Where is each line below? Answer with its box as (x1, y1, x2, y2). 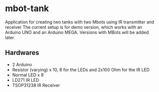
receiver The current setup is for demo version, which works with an (5, 24, 142, 30)
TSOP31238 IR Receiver (12, 82, 60, 88)
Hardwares (5, 49, 40, 57)
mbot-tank (5, 3, 49, 14)
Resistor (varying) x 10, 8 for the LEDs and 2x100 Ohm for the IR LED (12, 67, 150, 73)
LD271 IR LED (12, 77, 40, 83)
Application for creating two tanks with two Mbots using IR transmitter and (5, 19, 155, 25)
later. (5, 35, 16, 40)
